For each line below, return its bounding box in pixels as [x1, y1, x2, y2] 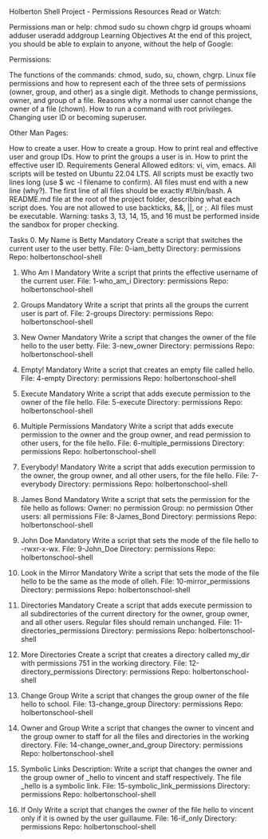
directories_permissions [20, 626, 100, 635]
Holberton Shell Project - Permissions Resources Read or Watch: [9, 7, 222, 16]
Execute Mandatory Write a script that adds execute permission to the [20, 389, 250, 398]
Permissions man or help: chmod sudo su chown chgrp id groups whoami [9, 22, 252, 31]
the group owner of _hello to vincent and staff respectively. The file [20, 773, 242, 782]
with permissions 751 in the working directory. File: [20, 659, 187, 667]
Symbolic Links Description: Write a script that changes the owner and [20, 764, 253, 774]
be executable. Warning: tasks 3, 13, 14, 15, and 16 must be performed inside [9, 212, 260, 220]
